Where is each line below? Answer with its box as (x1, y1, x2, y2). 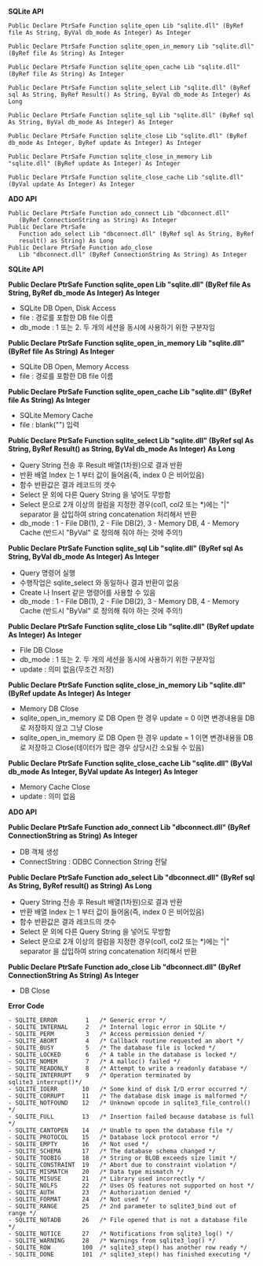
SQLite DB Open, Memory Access (19, 362, 130, 371)
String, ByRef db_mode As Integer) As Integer (8, 288, 160, 298)
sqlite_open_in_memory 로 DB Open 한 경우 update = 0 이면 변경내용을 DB (19, 713, 255, 723)
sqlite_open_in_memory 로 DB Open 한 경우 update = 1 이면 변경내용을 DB (19, 733, 254, 742)
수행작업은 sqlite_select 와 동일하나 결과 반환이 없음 (19, 578, 179, 587)
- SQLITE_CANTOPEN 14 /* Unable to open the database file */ (8, 1127, 234, 1135)
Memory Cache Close (19, 783, 90, 791)
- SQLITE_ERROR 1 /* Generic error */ (8, 1016, 167, 1024)
